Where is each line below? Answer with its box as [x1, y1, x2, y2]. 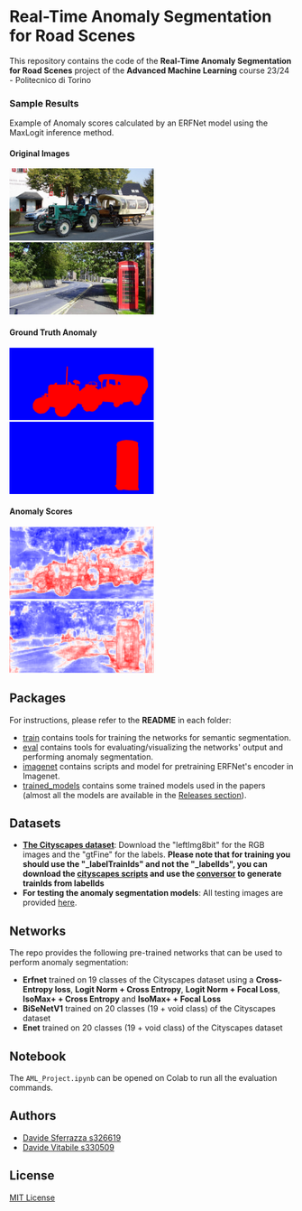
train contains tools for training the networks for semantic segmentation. [22, 731, 291, 742]
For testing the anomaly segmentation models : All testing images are [22, 888, 284, 899]
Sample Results [9, 97, 79, 109]
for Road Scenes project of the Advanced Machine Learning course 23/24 [9, 65, 290, 76]
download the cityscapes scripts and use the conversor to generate [22, 869, 282, 880]
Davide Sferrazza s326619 [22, 1132, 122, 1143]
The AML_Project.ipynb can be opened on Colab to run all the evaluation [9, 1073, 278, 1084]
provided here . [22, 897, 78, 908]
